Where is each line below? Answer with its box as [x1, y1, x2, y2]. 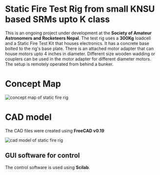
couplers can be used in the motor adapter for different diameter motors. [5, 56, 151, 62]
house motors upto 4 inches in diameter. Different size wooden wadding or [5, 50, 156, 57]
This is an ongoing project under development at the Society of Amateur [5, 30, 152, 36]
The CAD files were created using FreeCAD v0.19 [5, 128, 105, 133]
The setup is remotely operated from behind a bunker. [5, 61, 114, 67]
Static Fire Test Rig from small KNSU [5, 3, 155, 15]
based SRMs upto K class [5, 14, 110, 25]
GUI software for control [5, 152, 80, 160]
